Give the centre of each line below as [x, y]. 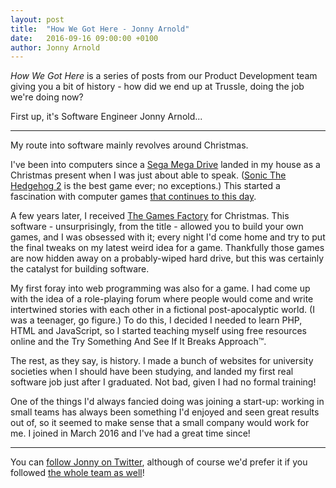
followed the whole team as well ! [77, 473]
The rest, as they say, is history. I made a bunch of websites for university [162, 361]
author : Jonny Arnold [55, 47]
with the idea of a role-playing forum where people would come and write [162, 299]
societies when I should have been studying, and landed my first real [152, 372]
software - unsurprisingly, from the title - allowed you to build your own [157, 227]
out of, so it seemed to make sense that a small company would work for [160, 423]
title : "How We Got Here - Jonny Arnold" [100, 29]
